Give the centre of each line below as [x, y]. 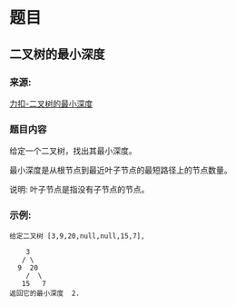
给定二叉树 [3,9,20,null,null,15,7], [77, 236]
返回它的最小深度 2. [44, 294]
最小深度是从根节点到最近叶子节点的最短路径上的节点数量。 [121, 170]
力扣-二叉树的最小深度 [51, 104]
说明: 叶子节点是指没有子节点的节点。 [79, 190]
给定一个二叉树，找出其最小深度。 [73, 151]
